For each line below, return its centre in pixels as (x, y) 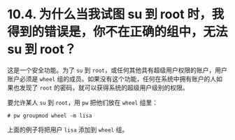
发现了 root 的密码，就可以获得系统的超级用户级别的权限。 (104, 87)
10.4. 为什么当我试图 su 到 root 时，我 (116, 14)
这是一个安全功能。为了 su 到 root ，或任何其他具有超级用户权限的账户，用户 (117, 70)
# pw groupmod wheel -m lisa (50, 115)
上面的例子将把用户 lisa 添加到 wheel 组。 (68, 129)
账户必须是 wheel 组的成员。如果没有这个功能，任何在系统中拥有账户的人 (112, 78)
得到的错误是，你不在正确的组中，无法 (118, 32)
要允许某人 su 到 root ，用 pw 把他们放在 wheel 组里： (83, 102)
